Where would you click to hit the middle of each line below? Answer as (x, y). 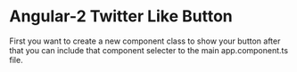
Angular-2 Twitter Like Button (121, 16)
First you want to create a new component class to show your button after (145, 41)
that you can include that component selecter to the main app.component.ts (148, 50)
